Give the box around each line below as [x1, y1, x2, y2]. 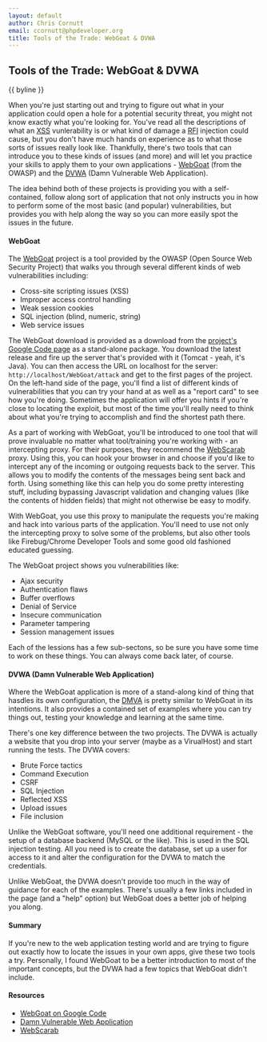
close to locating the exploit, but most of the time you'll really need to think [8, 404, 254, 413]
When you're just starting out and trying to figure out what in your [8, 101, 225, 110]
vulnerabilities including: [8, 271, 89, 281]
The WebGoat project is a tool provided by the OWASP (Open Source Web [8, 254, 253, 264]
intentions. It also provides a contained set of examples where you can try [8, 705, 252, 714]
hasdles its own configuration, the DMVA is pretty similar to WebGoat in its [8, 696, 253, 705]
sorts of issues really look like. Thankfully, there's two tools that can [8, 143, 232, 153]
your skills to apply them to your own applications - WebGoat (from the [8, 160, 242, 170]
